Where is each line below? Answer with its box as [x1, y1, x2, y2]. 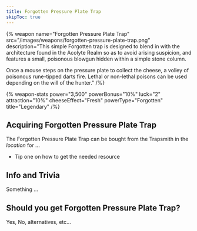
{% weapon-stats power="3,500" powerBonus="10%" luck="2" [6, 91, 161, 98]
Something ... [6, 186, 38, 193]
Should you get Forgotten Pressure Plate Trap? [6, 203, 181, 213]
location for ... [6, 142, 40, 149]
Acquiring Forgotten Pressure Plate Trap [6, 120, 157, 130]
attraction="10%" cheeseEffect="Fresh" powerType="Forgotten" [6, 96, 163, 103]
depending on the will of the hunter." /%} [6, 79, 105, 86]
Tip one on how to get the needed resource [14, 153, 121, 160]
